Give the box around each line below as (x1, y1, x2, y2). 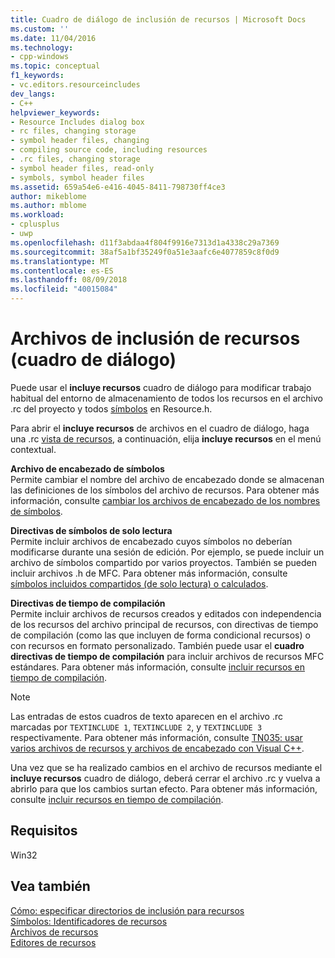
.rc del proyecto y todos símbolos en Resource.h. (10, 402, 213, 415)
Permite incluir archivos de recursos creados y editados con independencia (10, 607, 322, 620)
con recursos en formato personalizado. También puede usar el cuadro (10, 639, 305, 651)
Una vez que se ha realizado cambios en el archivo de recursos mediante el (10, 761, 323, 773)
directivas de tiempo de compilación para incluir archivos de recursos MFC (10, 650, 325, 662)
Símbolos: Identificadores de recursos (10, 915, 168, 927)
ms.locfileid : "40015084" (10, 284, 118, 295)
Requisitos (10, 822, 78, 840)
